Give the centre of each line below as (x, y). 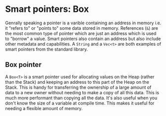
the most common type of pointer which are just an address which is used (81, 33)
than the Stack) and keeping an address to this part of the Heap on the (77, 82)
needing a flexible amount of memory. (44, 108)
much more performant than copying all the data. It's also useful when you (81, 98)
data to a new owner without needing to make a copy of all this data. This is (82, 92)
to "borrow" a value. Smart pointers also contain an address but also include (83, 39)
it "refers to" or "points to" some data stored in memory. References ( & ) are (82, 28)
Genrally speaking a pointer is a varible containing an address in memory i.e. (83, 23)
